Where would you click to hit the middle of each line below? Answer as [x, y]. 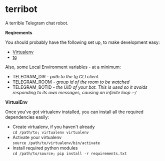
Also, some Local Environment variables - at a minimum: [63, 67]
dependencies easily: [27, 117]
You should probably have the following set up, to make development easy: [82, 42]
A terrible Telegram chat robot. [37, 23]
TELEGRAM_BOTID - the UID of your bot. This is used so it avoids [80, 87]
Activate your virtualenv [37, 137]
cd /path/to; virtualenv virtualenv [50, 132]
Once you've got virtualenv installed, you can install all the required [74, 112]
